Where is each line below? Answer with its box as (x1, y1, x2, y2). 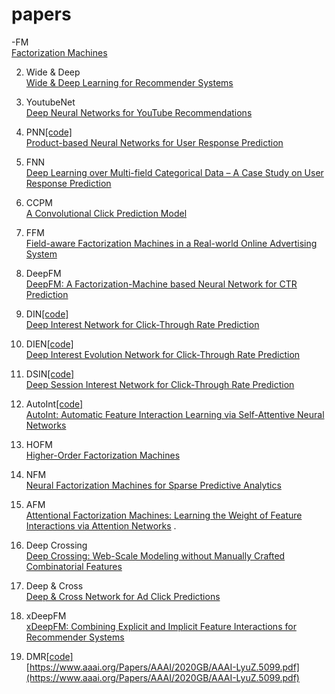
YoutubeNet (25, 96, 76, 108)
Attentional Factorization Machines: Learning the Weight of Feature (25, 509, 303, 521)
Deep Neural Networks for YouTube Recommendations (25, 106, 253, 118)
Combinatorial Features (25, 560, 123, 572)
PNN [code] (25, 126, 73, 138)
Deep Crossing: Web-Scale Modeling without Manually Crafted (25, 549, 286, 562)
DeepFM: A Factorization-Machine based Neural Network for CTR (25, 278, 298, 290)
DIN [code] (25, 308, 69, 320)
